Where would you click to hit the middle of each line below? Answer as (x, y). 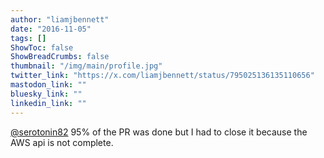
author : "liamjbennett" (60, 19)
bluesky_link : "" (46, 94)
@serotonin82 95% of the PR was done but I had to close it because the (159, 132)
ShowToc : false (42, 47)
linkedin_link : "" (48, 103)
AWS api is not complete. (62, 142)
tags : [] (28, 38)
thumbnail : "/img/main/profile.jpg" (86, 66)
